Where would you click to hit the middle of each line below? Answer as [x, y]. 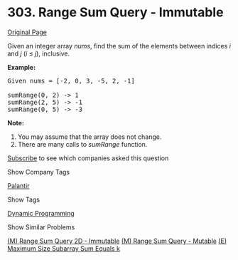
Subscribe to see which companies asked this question [88, 158]
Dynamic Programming [41, 213]
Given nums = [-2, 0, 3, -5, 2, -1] [71, 80]
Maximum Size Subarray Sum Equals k [64, 248]
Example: [22, 67]
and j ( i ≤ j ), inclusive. [39, 53]
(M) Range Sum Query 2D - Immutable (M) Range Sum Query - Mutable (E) [117, 241]
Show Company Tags [38, 172]
